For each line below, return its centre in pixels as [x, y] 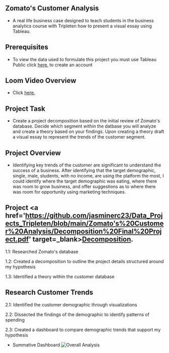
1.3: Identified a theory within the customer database [60, 276]
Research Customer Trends [49, 293]
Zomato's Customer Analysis [52, 8]
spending [15, 320]
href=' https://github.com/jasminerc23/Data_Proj [84, 216]
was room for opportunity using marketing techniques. [69, 192]
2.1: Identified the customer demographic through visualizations [71, 304]
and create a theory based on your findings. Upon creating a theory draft [88, 131]
